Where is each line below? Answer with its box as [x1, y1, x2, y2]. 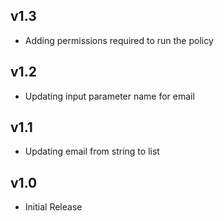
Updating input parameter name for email [24, 90, 195, 102]
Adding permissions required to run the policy [24, 34, 214, 46]
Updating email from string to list [24, 145, 160, 158]
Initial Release [24, 201, 83, 213]
